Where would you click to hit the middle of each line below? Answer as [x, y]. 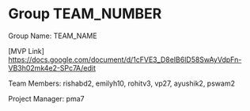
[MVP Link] [27, 51]
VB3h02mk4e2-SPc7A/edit [52, 67]
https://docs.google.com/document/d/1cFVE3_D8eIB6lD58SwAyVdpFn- [125, 59]
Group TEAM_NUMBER [85, 14]
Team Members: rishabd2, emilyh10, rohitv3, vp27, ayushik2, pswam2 [122, 83]
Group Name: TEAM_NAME [53, 36]
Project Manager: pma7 [46, 98]
